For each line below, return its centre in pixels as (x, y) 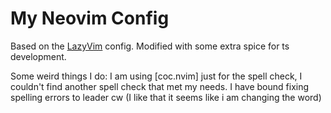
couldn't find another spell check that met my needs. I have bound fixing (160, 86)
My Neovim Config (90, 18)
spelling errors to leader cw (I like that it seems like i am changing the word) (166, 97)
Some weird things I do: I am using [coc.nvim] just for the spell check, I (156, 76)
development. (38, 56)
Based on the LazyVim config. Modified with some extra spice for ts (150, 46)
